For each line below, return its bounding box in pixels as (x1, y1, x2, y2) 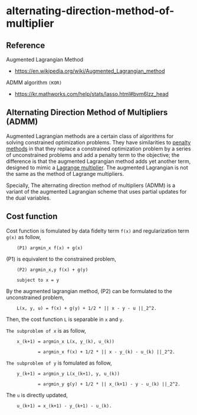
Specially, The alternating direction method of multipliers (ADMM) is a (6, 182, 176, 189)
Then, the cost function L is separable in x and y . (6, 316, 124, 323)
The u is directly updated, (6, 391, 68, 398)
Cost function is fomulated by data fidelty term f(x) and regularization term (6, 227, 190, 234)
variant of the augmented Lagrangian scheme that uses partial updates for (6, 188, 187, 195)
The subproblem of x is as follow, (6, 327, 87, 334)
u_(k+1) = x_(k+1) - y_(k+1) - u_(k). (17, 403, 112, 409)
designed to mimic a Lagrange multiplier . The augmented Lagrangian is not (6, 164, 189, 171)
